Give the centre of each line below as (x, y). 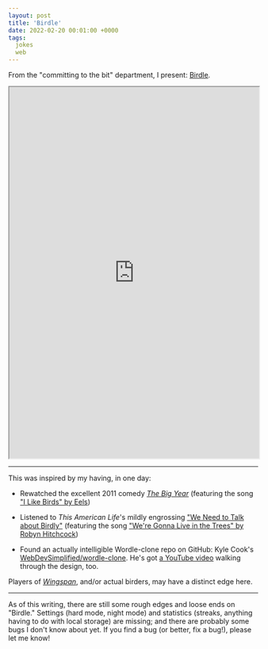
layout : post (30, 15)
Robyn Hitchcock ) (49, 534)
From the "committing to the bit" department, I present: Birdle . (109, 75)
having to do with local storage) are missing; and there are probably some (129, 621)
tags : (17, 38)
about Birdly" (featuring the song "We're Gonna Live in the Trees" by (132, 525)
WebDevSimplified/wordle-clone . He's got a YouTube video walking (130, 558)
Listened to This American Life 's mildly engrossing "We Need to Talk (132, 517)
